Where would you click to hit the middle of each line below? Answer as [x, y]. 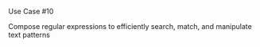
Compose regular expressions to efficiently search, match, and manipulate [130, 26]
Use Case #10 [31, 11]
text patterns [29, 35]
